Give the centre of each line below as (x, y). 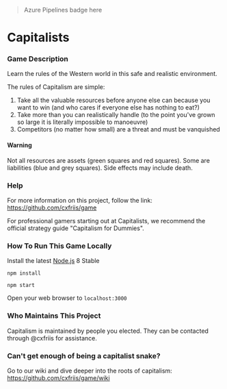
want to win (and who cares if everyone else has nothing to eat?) (108, 108)
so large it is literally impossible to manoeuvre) (82, 122)
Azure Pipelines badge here (63, 10)
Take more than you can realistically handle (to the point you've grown (116, 115)
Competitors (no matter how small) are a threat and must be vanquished (118, 129)
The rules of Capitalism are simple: (56, 87)
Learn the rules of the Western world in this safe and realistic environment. (112, 74)
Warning (19, 145)
